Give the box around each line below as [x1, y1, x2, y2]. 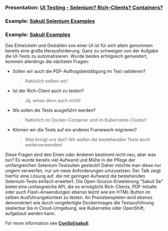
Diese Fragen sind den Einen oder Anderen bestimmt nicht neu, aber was [5, 151, 156, 158]
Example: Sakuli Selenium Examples [5, 17, 95, 24]
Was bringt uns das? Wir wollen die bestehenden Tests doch [25, 136, 150, 142]
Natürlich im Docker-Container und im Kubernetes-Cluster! [25, 117, 147, 123]
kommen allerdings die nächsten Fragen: [5, 58, 89, 64]
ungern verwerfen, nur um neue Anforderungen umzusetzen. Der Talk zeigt [5, 168, 161, 174]
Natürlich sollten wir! [25, 78, 68, 84]
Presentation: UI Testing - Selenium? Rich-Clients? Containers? [5, 4, 163, 11]
